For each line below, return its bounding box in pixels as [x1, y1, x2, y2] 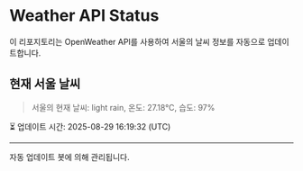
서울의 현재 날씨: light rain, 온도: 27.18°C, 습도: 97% [31, 102, 216, 112]
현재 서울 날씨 [9, 76, 81, 92]
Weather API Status [9, 5, 160, 26]
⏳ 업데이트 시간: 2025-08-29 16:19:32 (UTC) [9, 121, 171, 131]
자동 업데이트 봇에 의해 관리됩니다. [9, 151, 130, 162]
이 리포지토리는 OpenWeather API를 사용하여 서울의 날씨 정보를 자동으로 [9, 36, 266, 47]
